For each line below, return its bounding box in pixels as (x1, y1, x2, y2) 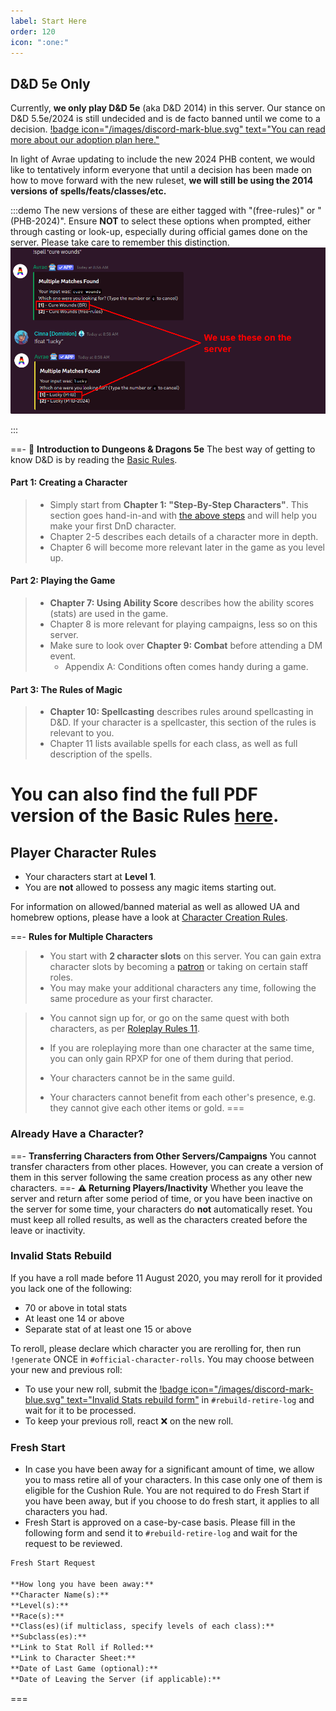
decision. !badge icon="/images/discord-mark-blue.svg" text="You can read (10, 123, 326, 135)
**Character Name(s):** (10, 1590, 110, 1600)
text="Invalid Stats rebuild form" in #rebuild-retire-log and (66, 1393, 315, 1405)
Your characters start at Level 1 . (24, 871, 157, 883)
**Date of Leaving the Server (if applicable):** (10, 1674, 222, 1684)
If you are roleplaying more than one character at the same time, (49, 1042, 315, 1054)
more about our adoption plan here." (10, 134, 160, 146)
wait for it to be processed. (24, 1404, 137, 1416)
